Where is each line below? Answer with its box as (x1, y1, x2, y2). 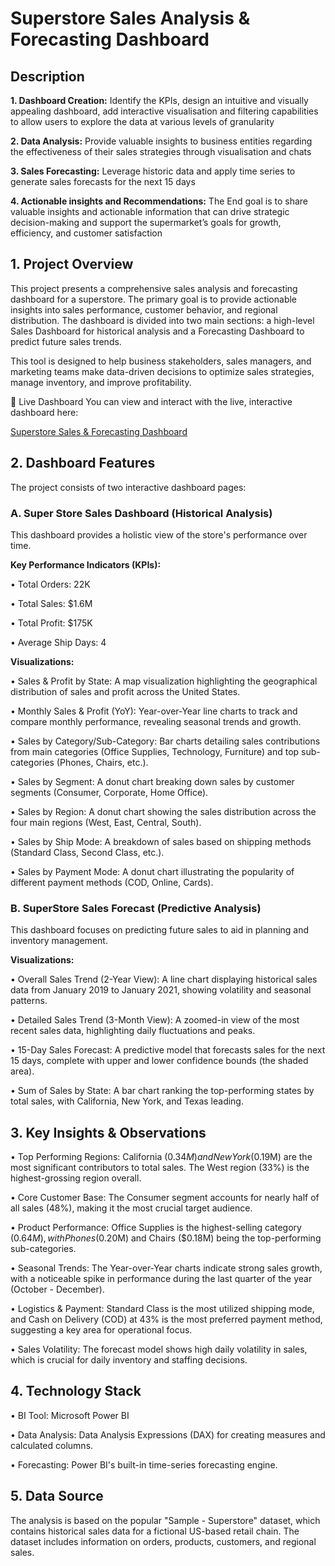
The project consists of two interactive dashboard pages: (10, 481, 247, 493)
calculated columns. (10, 1439, 94, 1451)
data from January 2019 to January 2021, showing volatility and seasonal (10, 984, 312, 996)
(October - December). (10, 1283, 105, 1296)
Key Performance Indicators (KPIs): (10, 558, 162, 571)
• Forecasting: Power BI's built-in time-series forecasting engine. (10, 1458, 278, 1471)
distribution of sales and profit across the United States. (10, 685, 241, 697)
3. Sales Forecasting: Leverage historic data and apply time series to (10, 165, 296, 177)
